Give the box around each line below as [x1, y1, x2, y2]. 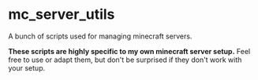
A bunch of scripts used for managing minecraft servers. [8, 31, 193, 41]
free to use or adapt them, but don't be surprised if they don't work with [8, 55, 242, 64]
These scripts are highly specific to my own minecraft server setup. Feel [8, 46, 251, 56]
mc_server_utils [8, 5, 115, 24]
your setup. [8, 63, 46, 72]
